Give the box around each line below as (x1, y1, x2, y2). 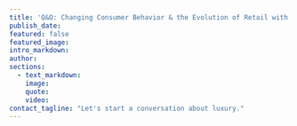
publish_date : (9, 21, 62, 30)
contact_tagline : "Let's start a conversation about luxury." (9, 104, 245, 113)
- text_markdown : (17, 71, 82, 80)
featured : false (9, 29, 69, 38)
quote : (25, 87, 50, 96)
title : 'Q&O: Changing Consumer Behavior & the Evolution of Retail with (9, 12, 289, 22)
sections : (9, 63, 46, 72)
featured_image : (9, 37, 69, 47)
